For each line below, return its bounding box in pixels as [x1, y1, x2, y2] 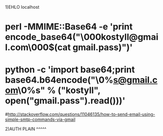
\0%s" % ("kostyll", [18, 85, 100, 96]
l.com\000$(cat [5, 42, 71, 53]
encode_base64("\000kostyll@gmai [5, 32, 159, 43]
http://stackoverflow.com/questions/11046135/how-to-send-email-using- [7, 112, 155, 117]
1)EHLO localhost [5, 4, 40, 10]
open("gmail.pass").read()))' [5, 95, 126, 106]
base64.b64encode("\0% [5, 75, 114, 86]
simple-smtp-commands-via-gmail [5, 117, 76, 122]
